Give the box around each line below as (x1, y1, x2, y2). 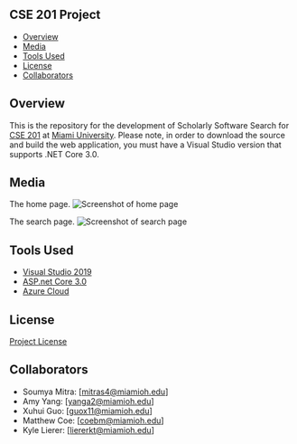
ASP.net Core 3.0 (22, 276, 88, 288)
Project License (9, 336, 68, 347)
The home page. (9, 199, 70, 210)
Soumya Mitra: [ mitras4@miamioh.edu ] (22, 386, 169, 397)
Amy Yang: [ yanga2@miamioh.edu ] (22, 395, 155, 406)
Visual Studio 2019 (22, 267, 92, 278)
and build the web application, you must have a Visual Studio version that (9, 139, 282, 150)
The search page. (9, 216, 75, 227)
